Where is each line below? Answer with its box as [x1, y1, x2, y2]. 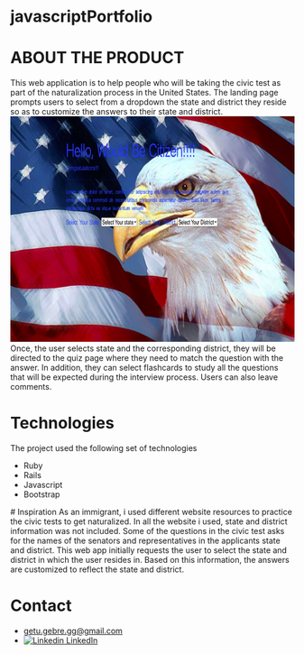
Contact [10, 595, 72, 616]
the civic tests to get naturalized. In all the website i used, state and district [10, 516, 288, 527]
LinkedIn [66, 635, 98, 646]
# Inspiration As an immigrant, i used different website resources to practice [10, 507, 292, 518]
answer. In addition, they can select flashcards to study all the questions [10, 363, 279, 373]
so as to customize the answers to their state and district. [10, 106, 224, 117]
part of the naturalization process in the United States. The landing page [10, 88, 279, 98]
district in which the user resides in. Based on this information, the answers [10, 555, 290, 566]
